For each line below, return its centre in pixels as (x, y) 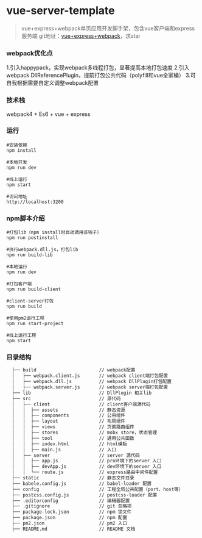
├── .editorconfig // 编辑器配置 (71, 501)
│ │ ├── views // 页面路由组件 (73, 427)
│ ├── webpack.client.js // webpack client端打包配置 (90, 376)
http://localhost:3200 (35, 202)
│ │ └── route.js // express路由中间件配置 (85, 472)
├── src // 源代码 (66, 398)
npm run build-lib (30, 255)
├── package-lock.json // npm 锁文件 (72, 512)
